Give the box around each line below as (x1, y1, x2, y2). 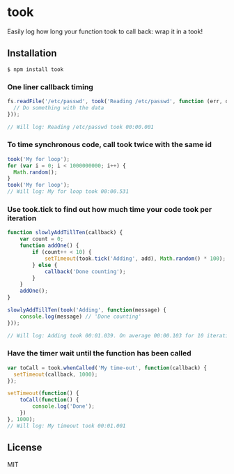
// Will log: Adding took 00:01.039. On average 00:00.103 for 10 (7, 332, 204, 339)
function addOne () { (19, 242, 79, 250)
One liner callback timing (7, 82, 94, 91)
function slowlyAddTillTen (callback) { (7, 229, 123, 236)
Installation (7, 47, 57, 59)
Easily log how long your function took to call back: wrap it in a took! (7, 27, 203, 36)
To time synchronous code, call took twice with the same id (7, 140, 212, 150)
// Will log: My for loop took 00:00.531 (7, 188, 130, 195)
